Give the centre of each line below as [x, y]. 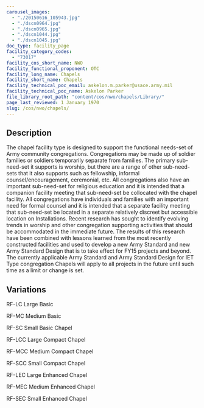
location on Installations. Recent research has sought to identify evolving [97, 219]
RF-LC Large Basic [30, 304]
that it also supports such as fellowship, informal [79, 174]
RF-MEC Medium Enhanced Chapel [51, 387]
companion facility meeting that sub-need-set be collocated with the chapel [102, 193]
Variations [26, 290]
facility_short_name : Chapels [45, 80]
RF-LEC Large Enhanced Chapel [47, 375]
